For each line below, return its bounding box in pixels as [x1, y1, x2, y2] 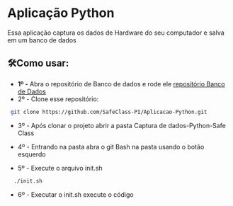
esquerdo [17, 150, 46, 159]
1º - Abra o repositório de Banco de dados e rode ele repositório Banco [17, 79, 225, 88]
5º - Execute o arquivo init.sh [17, 164, 103, 172]
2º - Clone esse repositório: [17, 94, 99, 103]
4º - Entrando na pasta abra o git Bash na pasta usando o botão [17, 142, 205, 151]
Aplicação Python [7, 5, 115, 21]
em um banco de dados [7, 35, 76, 44]
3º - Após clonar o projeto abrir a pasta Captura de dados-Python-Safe [17, 121, 227, 130]
